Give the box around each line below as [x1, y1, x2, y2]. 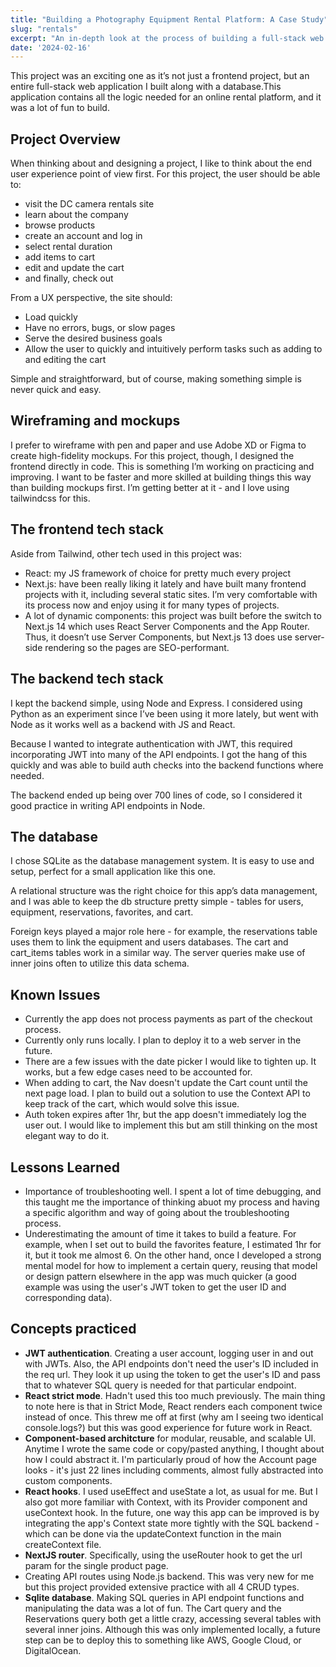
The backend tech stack [10, 671, 164, 688]
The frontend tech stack [10, 521, 164, 538]
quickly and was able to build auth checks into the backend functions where [10, 759, 324, 771]
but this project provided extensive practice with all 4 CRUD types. [24, 1581, 300, 1593]
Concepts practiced [10, 1321, 137, 1338]
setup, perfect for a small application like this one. [10, 866, 217, 878]
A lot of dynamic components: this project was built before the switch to [24, 609, 322, 621]
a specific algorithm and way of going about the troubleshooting [24, 1206, 290, 1218]
